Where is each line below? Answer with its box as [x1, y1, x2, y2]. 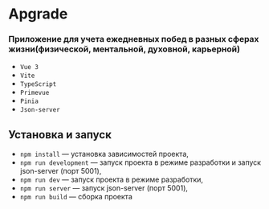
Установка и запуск [8, 128, 112, 141]
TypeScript [19, 80, 57, 88]
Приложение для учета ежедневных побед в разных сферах [8, 34, 259, 45]
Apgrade [8, 5, 68, 23]
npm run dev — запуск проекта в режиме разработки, [19, 174, 203, 185]
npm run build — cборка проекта [19, 192, 132, 202]
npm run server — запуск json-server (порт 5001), [19, 183, 189, 193]
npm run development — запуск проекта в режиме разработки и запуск [19, 158, 262, 167]
